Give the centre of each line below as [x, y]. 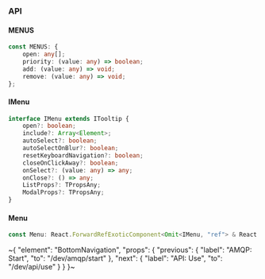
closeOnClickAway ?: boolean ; [71, 163]
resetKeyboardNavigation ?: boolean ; [83, 155]
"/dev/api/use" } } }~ [42, 267]
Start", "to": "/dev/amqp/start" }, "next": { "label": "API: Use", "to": [115, 258]
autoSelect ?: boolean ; [60, 141]
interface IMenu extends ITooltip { [69, 118]
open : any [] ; [44, 54]
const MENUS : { [33, 47]
